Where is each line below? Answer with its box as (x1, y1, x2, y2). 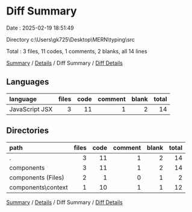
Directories (6, 126, 49, 136)
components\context (9, 183, 68, 191)
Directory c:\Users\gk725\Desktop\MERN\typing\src (6, 36, 135, 43)
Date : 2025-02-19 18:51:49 (6, 24, 74, 31)
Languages (6, 77, 49, 87)
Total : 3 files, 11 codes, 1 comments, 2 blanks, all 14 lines (6, 47, 147, 55)
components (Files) (9, 173, 64, 182)
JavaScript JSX (9, 104, 53, 113)
